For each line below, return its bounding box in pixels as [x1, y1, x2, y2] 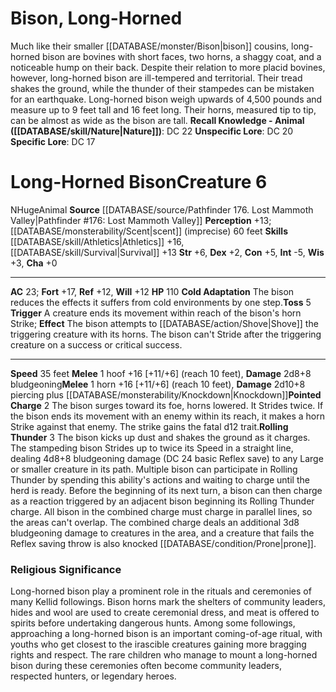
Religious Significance [10, 562, 122, 576]
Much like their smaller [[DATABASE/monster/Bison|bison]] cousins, [10, 40, 290, 52]
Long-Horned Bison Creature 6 [10, 171, 268, 194]
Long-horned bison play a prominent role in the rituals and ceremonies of [10, 585, 312, 597]
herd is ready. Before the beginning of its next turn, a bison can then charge [10, 484, 323, 496]
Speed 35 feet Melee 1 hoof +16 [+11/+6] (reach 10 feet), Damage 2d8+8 [10, 367, 312, 379]
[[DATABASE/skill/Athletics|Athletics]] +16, [10, 235, 185, 247]
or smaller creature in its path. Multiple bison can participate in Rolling [10, 463, 298, 475]
